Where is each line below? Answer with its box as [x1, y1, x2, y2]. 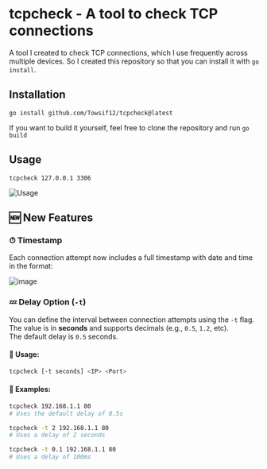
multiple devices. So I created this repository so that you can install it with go [9, 56, 259, 66]
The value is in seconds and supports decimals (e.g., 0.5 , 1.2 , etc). [9, 323, 229, 332]
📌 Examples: [9, 385, 51, 394]
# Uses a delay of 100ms [9, 453, 91, 461]
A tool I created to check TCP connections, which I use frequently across [9, 48, 249, 57]
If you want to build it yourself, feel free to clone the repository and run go [9, 122, 250, 132]
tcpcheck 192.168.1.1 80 [9, 402, 91, 410]
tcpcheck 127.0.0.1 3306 [9, 174, 91, 182]
